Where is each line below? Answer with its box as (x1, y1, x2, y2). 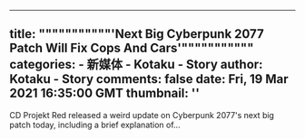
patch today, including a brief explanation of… (9, 119, 181, 130)
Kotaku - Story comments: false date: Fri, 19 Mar (9, 71, 289, 87)
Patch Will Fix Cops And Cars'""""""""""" (9, 41, 254, 56)
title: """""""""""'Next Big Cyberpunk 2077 (9, 26, 265, 42)
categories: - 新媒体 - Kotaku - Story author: (9, 57, 263, 72)
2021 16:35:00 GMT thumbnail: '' (9, 86, 200, 101)
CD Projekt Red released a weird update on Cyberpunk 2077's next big (9, 109, 275, 120)
